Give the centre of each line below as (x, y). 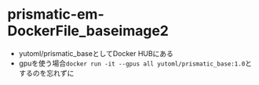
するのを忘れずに (46, 73)
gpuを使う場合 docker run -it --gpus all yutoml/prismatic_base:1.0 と (135, 63)
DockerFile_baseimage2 (88, 31)
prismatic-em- (56, 14)
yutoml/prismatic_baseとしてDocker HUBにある (96, 53)
